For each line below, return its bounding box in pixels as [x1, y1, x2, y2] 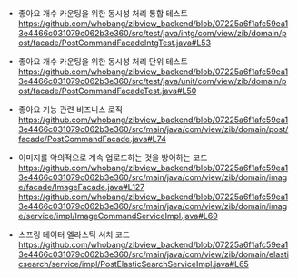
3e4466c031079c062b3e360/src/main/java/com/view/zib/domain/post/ [17, 124, 289, 134]
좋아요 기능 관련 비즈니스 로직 [17, 104, 123, 115]
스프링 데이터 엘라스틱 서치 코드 [17, 229, 130, 240]
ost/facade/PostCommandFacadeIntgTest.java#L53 [17, 37, 212, 48]
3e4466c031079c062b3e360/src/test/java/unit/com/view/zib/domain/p [17, 76, 287, 86]
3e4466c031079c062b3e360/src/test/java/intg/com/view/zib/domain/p [17, 28, 287, 38]
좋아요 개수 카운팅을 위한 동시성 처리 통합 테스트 [17, 8, 188, 18]
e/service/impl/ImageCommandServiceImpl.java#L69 [17, 211, 218, 221]
